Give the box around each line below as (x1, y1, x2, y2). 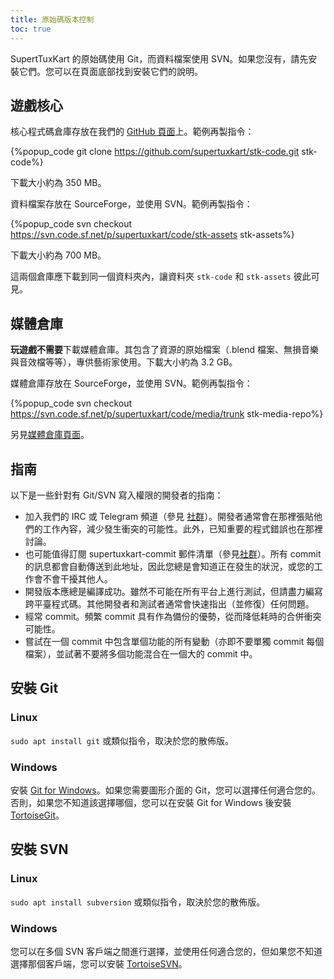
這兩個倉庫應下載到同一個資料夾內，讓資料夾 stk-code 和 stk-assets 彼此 (10, 271, 312, 283)
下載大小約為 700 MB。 (10, 249, 107, 261)
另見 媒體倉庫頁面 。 (10, 429, 90, 441)
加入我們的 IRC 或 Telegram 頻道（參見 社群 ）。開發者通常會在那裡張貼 (24, 510, 315, 522)
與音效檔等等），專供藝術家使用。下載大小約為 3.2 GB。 (10, 356, 238, 368)
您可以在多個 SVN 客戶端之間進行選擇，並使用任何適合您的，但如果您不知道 (10, 945, 323, 957)
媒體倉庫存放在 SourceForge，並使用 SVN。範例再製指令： (10, 377, 253, 390)
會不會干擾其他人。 (33, 572, 113, 585)
